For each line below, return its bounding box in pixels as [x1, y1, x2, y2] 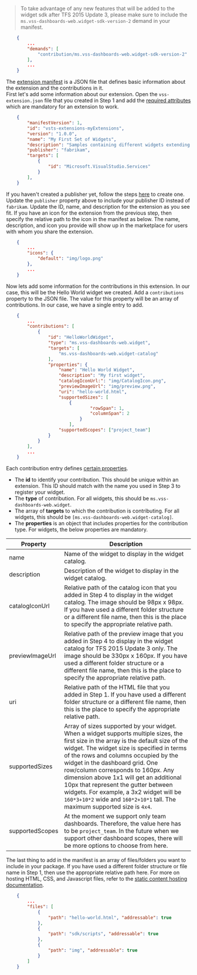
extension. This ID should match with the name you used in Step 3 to [14, 483, 181, 490]
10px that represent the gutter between [64, 781, 173, 789]
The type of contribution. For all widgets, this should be [14, 495, 150, 502]
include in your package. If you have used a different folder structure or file [6, 863, 188, 870]
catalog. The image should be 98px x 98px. [64, 598, 184, 606]
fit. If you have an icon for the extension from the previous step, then [6, 209, 172, 216]
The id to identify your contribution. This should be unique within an [14, 476, 179, 483]
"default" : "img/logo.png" [37, 256, 104, 261]
